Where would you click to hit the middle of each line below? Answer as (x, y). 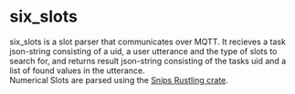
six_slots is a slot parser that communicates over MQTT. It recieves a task (147, 42)
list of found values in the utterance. (77, 70)
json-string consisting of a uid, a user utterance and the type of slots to (143, 51)
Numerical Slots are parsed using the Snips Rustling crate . (119, 80)
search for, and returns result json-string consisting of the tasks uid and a (148, 61)
